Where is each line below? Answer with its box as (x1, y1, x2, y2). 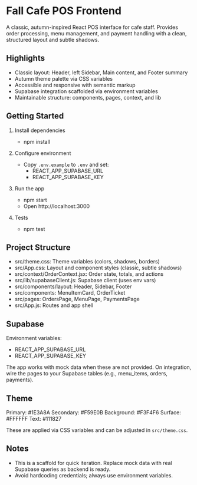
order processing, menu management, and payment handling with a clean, (6, 29, 187, 37)
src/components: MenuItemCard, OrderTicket (14, 289, 126, 296)
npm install (23, 138, 50, 145)
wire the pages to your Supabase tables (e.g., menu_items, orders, (6, 370, 168, 377)
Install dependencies (14, 127, 66, 134)
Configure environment (14, 149, 71, 157)
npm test (23, 225, 45, 232)
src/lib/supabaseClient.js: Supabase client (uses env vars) (14, 277, 156, 284)
